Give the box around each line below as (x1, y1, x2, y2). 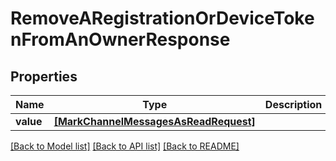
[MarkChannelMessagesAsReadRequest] (53, 115, 256, 128)
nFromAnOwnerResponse (10, 28, 231, 51)
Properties (10, 68, 78, 85)
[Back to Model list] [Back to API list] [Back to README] (10, 140, 240, 152)
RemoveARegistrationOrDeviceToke (10, 7, 315, 30)
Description (264, 98, 323, 111)
